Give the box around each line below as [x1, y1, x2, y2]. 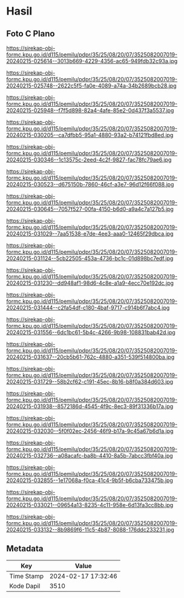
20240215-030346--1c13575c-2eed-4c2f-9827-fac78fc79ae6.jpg [6, 156, 172, 163]
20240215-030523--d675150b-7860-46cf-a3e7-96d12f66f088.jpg [6, 181, 174, 188]
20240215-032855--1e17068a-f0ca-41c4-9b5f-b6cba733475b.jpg [6, 477, 174, 484]
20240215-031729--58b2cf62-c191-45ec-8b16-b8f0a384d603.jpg [6, 378, 174, 385]
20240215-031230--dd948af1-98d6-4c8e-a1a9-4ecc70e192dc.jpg [6, 279, 174, 287]
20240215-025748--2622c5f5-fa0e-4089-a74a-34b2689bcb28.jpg [6, 82, 177, 89]
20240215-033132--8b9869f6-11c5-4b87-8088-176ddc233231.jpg [6, 526, 174, 533]
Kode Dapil [9, 582, 41, 590]
